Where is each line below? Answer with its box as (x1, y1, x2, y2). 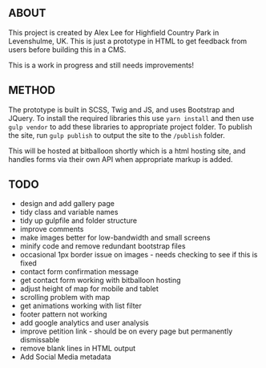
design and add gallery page (19, 199, 115, 208)
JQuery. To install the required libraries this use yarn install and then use (8, 113, 255, 123)
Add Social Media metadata (19, 352, 111, 362)
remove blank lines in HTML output (19, 344, 136, 354)
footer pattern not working (19, 309, 107, 319)
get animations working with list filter (19, 301, 143, 311)
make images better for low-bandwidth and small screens (19, 233, 211, 243)
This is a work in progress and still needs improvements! (8, 60, 195, 70)
